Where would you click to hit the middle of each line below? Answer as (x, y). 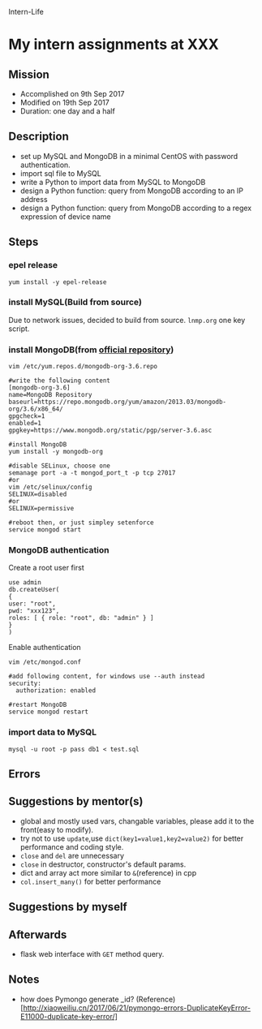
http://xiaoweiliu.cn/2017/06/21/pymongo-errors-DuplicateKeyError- (137, 1007)
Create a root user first (46, 568)
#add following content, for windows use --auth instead (107, 677)
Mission (29, 74)
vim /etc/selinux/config (50, 487)
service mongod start (45, 530)
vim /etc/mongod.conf (45, 662)
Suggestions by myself (68, 907)
